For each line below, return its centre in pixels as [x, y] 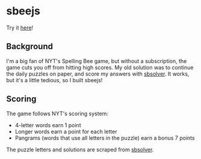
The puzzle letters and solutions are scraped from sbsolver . [80, 149]
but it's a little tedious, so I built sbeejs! [54, 80]
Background [29, 46]
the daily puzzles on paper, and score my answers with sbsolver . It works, [98, 74]
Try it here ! [20, 28]
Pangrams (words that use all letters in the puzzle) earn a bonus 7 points [105, 138]
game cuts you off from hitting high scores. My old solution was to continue [100, 67]
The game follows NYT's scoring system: [57, 113]
